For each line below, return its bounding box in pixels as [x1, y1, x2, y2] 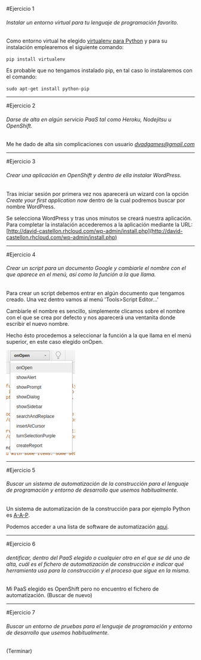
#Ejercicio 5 [6, 467, 36, 474]
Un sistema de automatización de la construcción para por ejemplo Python [6, 505, 190, 513]
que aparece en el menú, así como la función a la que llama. [6, 271, 156, 278]
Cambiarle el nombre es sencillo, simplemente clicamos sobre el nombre [6, 307, 185, 314]
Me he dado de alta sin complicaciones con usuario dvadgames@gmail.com [6, 141, 195, 148]
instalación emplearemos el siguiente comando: [6, 44, 124, 51]
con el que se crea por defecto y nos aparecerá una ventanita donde [6, 314, 175, 321]
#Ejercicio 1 [6, 5, 35, 12]
